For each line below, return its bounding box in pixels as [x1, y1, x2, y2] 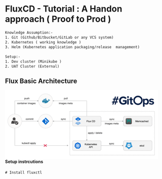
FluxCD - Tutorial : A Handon [5, 3, 123, 14]
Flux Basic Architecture [5, 77, 78, 85]
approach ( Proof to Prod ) [5, 14, 112, 25]
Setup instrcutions [5, 159, 44, 165]
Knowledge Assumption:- [5, 30, 53, 35]
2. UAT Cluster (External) [5, 64, 60, 69]
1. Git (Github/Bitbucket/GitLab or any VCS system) [5, 35, 114, 40]
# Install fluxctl [5, 170, 42, 175]
